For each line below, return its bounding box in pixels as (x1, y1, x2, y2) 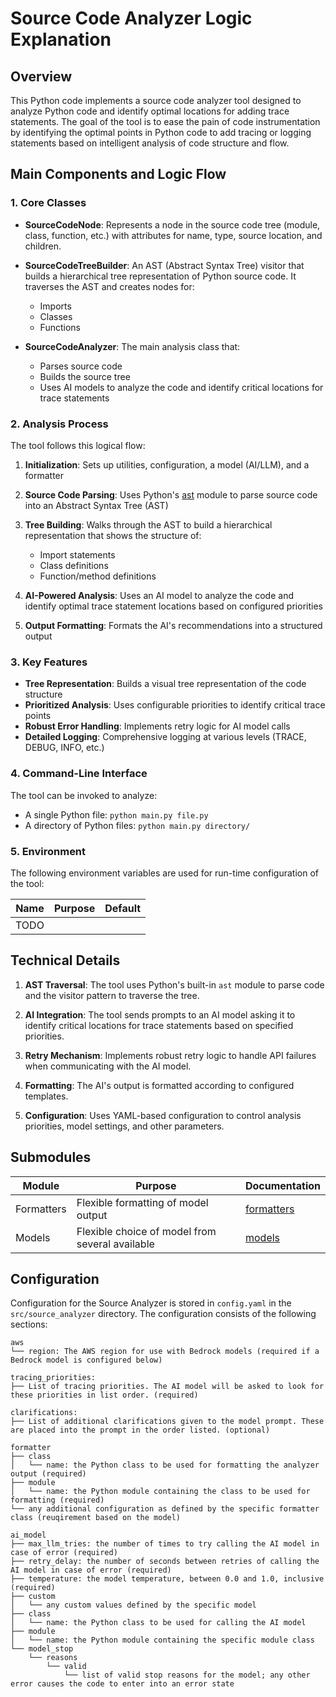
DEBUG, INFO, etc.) (24, 742, 105, 754)
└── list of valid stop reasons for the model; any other (63, 1670, 311, 1681)
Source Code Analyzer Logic (10, 7, 253, 30)
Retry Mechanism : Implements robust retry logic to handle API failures (24, 1049, 317, 1061)
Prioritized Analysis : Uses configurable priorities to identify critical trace (24, 699, 326, 711)
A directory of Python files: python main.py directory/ (24, 819, 251, 831)
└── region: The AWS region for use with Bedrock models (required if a (10, 1347, 320, 1357)
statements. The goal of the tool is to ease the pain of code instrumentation (10, 116, 321, 127)
